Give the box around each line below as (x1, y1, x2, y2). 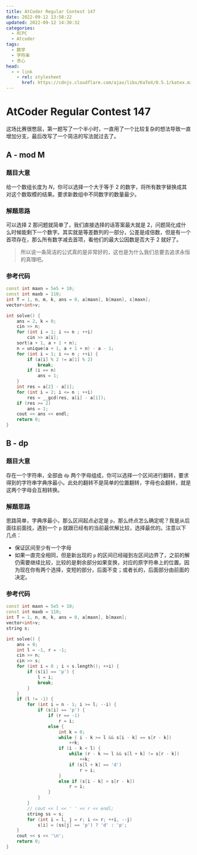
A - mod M (6, 150, 45, 160)
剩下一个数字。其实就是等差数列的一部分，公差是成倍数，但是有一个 (26, 228, 191, 235)
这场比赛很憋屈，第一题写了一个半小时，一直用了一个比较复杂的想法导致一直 (6, 125, 191, 132)
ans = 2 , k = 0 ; (16, 318, 57, 324)
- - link (11, 69, 33, 75)
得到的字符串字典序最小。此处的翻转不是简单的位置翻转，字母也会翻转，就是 (6, 479, 191, 486)
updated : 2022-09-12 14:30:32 (6, 19, 80, 25)
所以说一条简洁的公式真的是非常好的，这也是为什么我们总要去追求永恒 (20, 248, 191, 255)
